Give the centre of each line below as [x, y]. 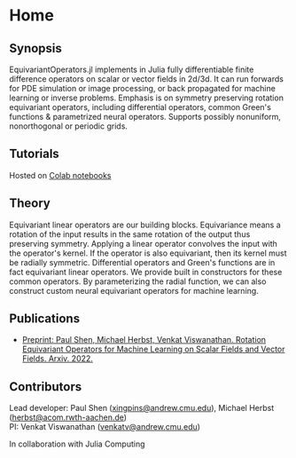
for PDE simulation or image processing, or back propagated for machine [143, 88]
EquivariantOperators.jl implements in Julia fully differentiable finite [132, 69]
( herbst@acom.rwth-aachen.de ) [68, 417]
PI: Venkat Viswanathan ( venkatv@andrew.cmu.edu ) [105, 427]
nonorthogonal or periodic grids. [69, 126]
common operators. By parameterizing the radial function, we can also [138, 281]
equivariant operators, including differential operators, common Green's [140, 107]
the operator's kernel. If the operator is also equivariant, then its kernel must [148, 253]
